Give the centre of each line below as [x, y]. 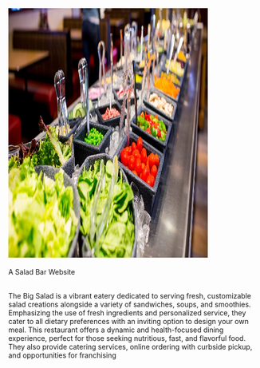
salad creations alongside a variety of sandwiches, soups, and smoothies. [130, 304]
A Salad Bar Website [42, 272]
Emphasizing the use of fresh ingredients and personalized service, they [127, 313]
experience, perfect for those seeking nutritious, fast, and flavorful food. [127, 338]
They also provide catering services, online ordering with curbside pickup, [130, 347]
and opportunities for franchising [63, 355]
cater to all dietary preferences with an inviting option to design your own [128, 321]
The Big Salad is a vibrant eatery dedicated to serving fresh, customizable [130, 296]
